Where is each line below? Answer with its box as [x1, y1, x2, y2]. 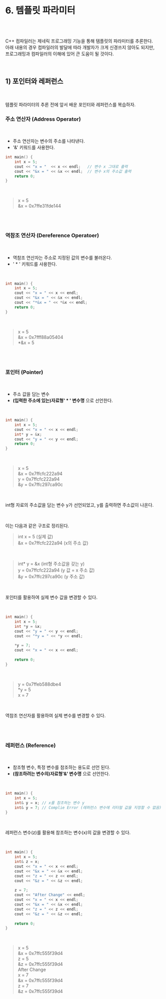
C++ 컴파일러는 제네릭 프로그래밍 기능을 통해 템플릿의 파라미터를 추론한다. [5, 38, 153, 44]
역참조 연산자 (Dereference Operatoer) [5, 232, 99, 239]
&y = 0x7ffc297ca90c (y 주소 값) [17, 574, 85, 580]
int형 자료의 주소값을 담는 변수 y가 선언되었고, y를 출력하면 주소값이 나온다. [5, 502, 154, 508]
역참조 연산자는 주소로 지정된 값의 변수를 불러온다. [12, 254, 112, 261]
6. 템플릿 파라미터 [5, 5, 75, 16]
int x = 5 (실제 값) [17, 534, 53, 540]
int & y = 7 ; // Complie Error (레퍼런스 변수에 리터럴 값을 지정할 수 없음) [14, 805, 162, 810]
